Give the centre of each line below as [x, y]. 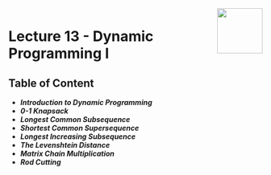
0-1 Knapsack [44, 111]
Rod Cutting [41, 162]
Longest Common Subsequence [75, 119]
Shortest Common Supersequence [79, 128]
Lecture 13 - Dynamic [81, 37]
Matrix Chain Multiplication [67, 153]
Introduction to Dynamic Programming [86, 102]
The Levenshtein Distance [65, 145]
